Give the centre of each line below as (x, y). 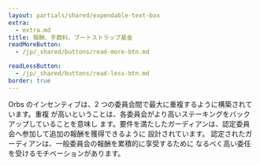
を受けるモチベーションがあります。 (67, 153)
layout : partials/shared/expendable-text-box (84, 15)
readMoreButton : (35, 45)
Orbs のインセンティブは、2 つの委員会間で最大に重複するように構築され (127, 104)
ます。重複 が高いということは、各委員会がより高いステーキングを (122, 114)
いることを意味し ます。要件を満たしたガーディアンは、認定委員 (146, 123)
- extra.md (33, 30)
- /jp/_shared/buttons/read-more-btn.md (82, 52)
